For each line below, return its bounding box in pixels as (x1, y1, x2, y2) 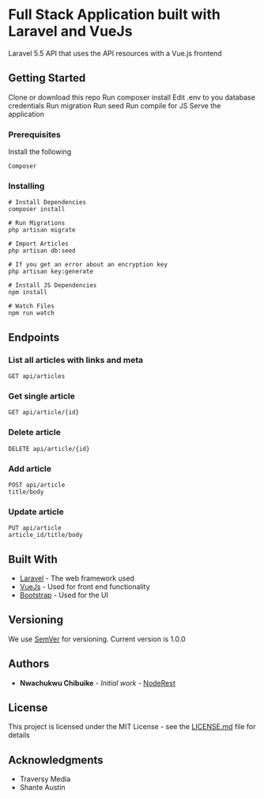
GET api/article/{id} (8, 409, 80, 417)
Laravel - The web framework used (19, 573, 134, 583)
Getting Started (8, 71, 86, 85)
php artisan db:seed (8, 247, 77, 255)
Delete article (8, 427, 61, 438)
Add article (8, 463, 52, 474)
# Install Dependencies (8, 199, 87, 206)
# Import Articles (8, 240, 69, 248)
